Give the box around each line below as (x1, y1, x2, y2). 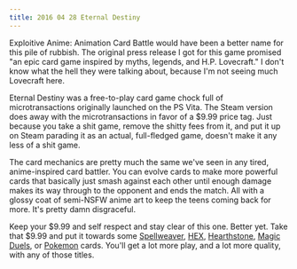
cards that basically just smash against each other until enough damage (9, 175, 272, 186)
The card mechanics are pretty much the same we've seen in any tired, (9, 156, 269, 167)
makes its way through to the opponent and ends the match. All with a (9, 185, 264, 195)
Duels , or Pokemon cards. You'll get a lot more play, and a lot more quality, (9, 240, 281, 250)
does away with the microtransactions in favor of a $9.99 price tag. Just (9, 111, 273, 122)
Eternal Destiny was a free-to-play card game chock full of (9, 92, 223, 103)
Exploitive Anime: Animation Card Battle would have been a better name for (9, 37, 284, 48)
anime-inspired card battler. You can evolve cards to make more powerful (9, 166, 278, 177)
